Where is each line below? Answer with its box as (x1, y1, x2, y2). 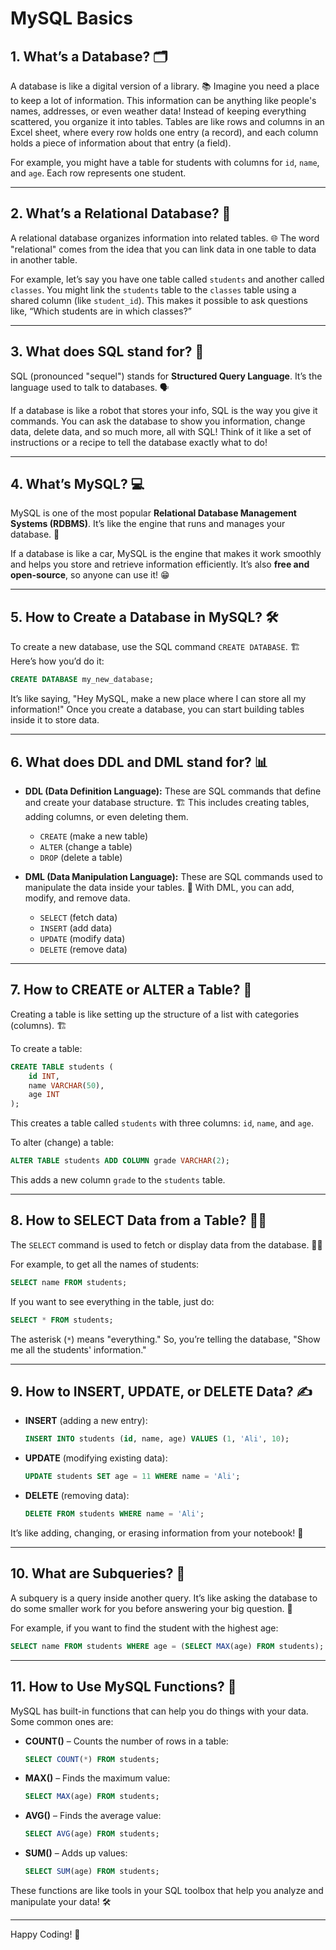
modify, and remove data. (24, 892, 131, 904)
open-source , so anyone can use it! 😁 (10, 569, 170, 581)
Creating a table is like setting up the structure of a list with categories (10, 1008, 300, 1020)
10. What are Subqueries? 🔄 (10, 1565, 186, 1582)
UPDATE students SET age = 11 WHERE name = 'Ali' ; (24, 1472, 241, 1482)
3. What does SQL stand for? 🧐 (10, 343, 205, 361)
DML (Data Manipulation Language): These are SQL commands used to (24, 870, 324, 882)
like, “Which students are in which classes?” (10, 305, 192, 317)
